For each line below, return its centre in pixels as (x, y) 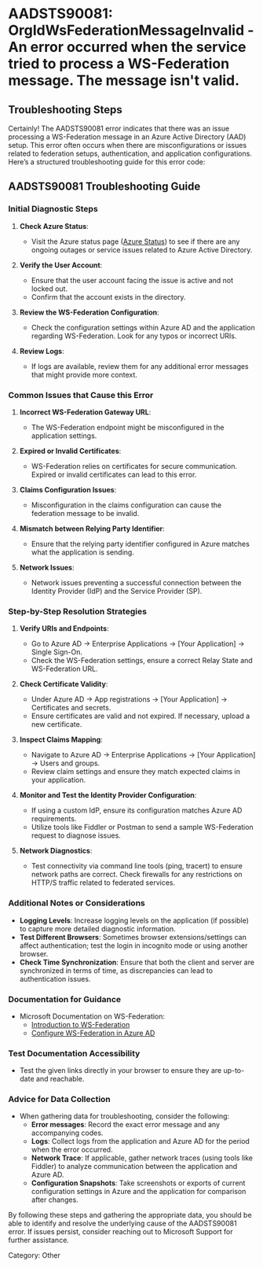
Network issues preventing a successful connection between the (136, 582)
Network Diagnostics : (56, 851)
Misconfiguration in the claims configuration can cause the (126, 505)
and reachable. (60, 1079)
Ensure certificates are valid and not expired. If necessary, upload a (141, 716)
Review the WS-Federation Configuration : (89, 312)
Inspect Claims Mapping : (61, 739)
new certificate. (57, 724)
